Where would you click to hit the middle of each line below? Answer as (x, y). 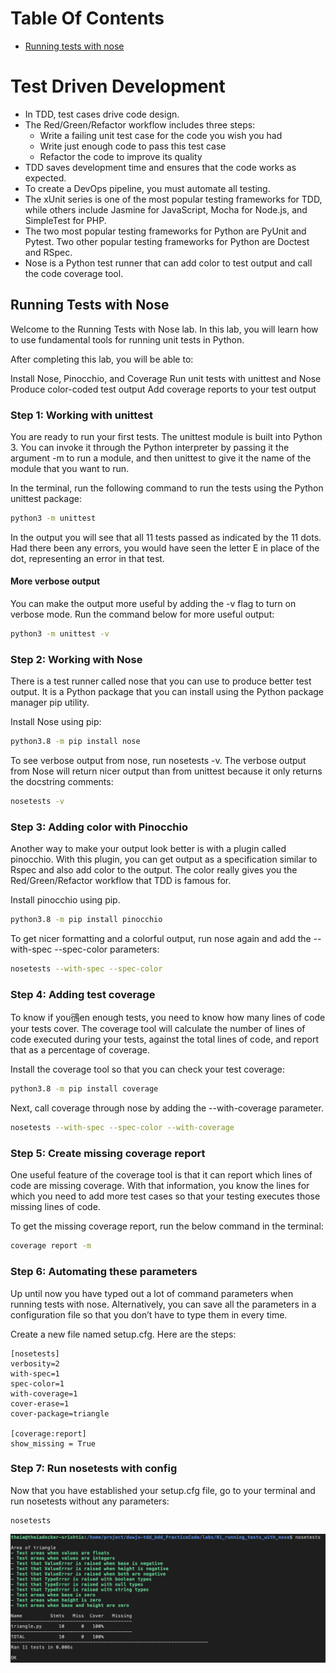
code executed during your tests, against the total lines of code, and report (165, 1039)
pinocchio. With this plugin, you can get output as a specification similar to (164, 859)
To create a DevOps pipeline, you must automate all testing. (147, 188)
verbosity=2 (35, 1363)
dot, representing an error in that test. (87, 558)
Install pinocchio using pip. (65, 900)
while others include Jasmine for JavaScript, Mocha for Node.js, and (166, 209)
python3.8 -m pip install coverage (84, 1089)
